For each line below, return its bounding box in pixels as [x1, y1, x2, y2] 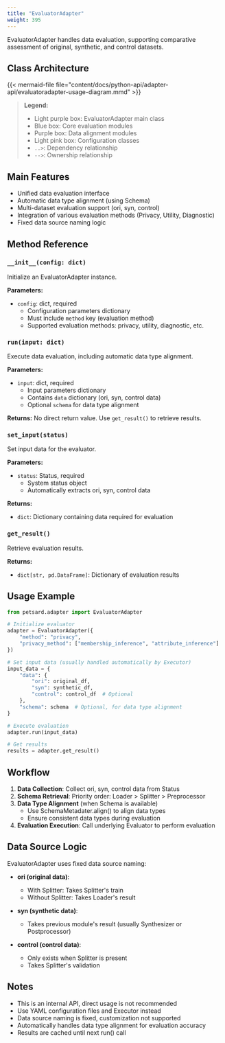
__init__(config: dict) [7, 259, 87, 266]
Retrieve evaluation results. [7, 544, 84, 552]
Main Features [7, 171, 70, 183]
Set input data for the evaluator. [7, 445, 97, 453]
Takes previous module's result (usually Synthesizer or [27, 919, 182, 928]
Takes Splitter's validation [27, 961, 101, 969]
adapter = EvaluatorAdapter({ [7, 628, 94, 634]
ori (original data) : [16, 873, 70, 881]
